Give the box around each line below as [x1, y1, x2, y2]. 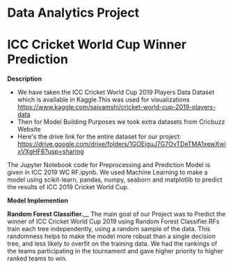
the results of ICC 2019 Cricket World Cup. [7, 183, 129, 191]
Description [7, 74, 42, 83]
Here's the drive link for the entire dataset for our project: [17, 132, 182, 141]
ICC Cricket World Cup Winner [7, 37, 186, 53]
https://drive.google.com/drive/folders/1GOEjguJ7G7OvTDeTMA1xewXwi [17, 140, 226, 148]
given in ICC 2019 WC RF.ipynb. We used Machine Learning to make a [7, 168, 208, 177]
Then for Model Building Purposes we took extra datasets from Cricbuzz [17, 118, 225, 126]
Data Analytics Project [7, 5, 140, 21]
